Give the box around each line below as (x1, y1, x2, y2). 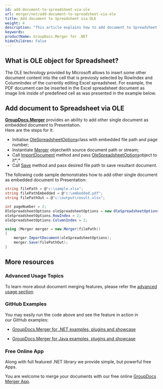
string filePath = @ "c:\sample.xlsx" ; (5, 186, 83, 192)
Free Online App (5, 348, 44, 355)
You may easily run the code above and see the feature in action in (5, 311, 138, 318)
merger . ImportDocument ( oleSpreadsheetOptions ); (14, 236, 112, 241)
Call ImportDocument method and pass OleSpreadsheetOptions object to (12, 152, 158, 158)
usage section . (5, 289, 35, 294)
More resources (5, 258, 54, 266)
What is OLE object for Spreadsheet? (5, 57, 119, 65)
